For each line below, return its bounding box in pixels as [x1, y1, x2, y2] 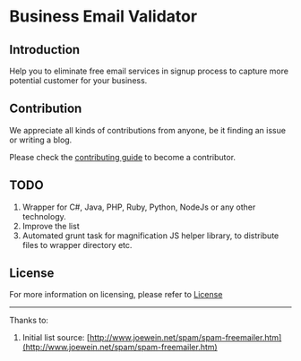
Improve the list [21, 220, 80, 231]
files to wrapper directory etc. [21, 239, 133, 250]
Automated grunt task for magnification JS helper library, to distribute [21, 230, 279, 241]
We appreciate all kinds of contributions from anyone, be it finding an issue [9, 125, 287, 135]
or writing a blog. [9, 134, 73, 145]
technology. [21, 211, 67, 221]
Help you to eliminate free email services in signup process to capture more [9, 65, 289, 76]
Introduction [9, 42, 81, 57]
